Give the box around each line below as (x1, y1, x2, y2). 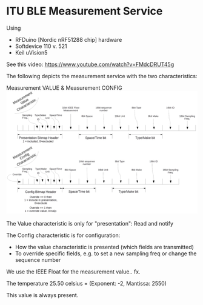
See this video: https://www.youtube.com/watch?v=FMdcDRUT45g (6, 61, 175, 68)
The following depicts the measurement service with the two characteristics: (6, 72, 198, 79)
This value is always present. (6, 291, 79, 298)
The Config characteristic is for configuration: (6, 232, 121, 239)
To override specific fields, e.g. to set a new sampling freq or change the (15, 250, 197, 257)
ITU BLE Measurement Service (6, 4, 163, 18)
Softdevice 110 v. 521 (15, 42, 68, 50)
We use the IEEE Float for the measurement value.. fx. (6, 268, 141, 275)
